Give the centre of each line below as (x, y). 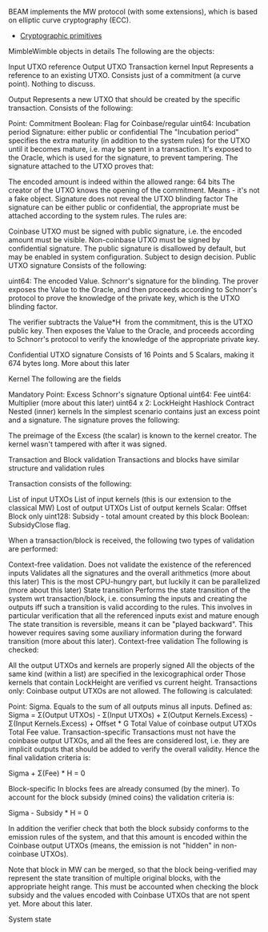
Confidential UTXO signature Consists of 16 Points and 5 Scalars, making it (131, 355)
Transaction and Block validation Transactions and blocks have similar (124, 460)
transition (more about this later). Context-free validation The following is (128, 641)
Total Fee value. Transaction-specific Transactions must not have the (122, 732)
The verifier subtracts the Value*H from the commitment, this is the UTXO (131, 322)
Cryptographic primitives (61, 36)
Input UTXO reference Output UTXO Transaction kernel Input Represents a (131, 67)
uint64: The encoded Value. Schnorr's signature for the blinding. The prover (133, 281)
